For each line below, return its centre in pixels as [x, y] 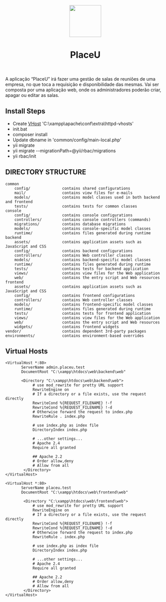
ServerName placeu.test [46, 488]
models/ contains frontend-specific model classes [84, 304]
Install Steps [25, 111]
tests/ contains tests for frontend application [83, 313]
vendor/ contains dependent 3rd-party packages [76, 331]
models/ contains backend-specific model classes [83, 260]
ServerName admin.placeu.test [53, 367]
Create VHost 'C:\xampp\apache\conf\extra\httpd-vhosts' [73, 123]
